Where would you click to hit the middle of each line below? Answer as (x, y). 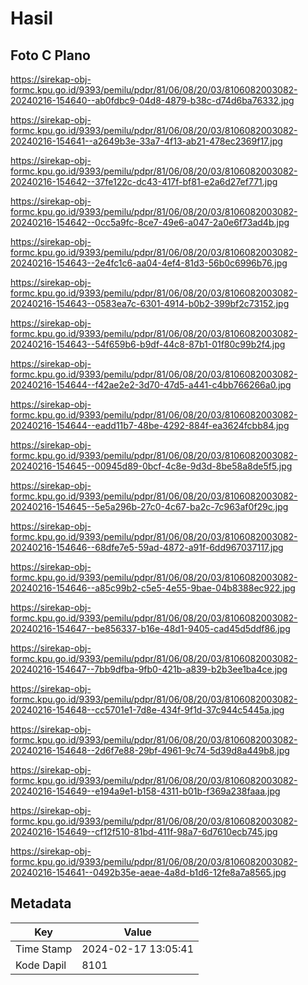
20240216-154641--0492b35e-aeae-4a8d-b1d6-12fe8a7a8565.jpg (148, 872)
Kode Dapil (41, 965)
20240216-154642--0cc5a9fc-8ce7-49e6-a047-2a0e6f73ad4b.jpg (150, 222)
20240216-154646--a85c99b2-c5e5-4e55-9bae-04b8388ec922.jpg (153, 588)
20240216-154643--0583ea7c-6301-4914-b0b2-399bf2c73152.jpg (150, 303)
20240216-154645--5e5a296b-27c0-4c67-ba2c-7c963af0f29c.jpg (149, 506)
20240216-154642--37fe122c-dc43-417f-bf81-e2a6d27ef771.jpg (144, 181)
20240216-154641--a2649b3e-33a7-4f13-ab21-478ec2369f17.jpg (146, 141)
